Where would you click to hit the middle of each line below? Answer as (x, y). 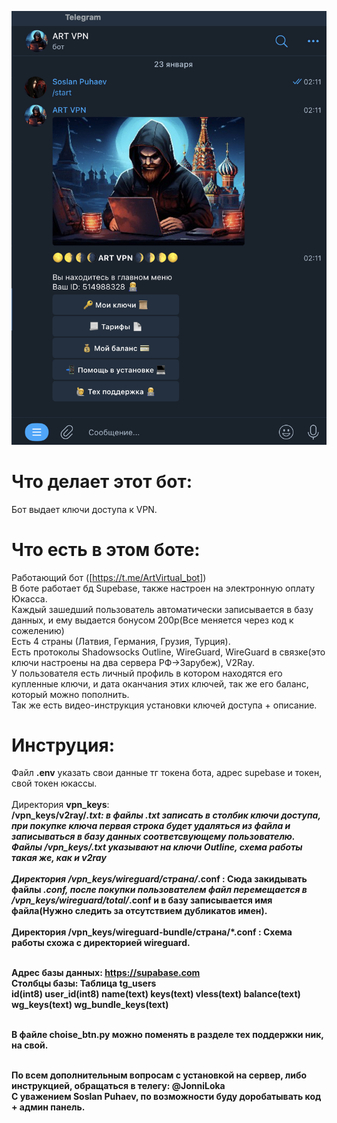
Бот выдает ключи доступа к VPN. (84, 509)
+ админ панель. (48, 1107)
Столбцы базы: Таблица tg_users (84, 983)
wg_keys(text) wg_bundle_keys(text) (90, 1005)
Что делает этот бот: (102, 481)
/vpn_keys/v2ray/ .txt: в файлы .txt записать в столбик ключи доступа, (166, 815)
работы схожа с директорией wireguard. (101, 943)
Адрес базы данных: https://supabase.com (106, 973)
